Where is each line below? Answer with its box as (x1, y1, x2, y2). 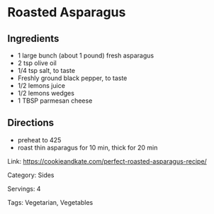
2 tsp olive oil (17, 59, 57, 67)
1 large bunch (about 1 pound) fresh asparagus (17, 51, 154, 60)
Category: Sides (7, 171, 55, 179)
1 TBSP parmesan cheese (17, 96, 93, 105)
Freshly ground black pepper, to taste (17, 74, 128, 82)
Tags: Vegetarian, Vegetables (7, 198, 94, 206)
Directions (7, 117, 55, 129)
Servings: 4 (7, 184, 41, 193)
